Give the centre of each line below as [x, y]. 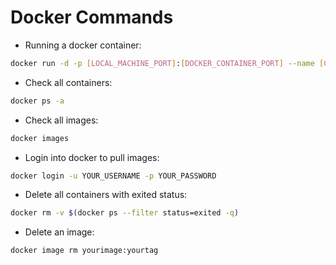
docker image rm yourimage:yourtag [84, 251]
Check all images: [61, 120]
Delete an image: [59, 232]
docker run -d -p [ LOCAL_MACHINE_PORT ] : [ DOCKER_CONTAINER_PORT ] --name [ [167, 63]
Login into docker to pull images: [92, 157]
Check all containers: [68, 82]
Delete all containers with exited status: [106, 195]
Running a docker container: [83, 45]
